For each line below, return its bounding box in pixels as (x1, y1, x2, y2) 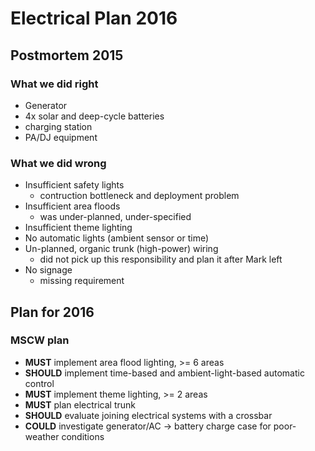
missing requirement (39, 275, 125, 287)
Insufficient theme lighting (24, 222, 133, 234)
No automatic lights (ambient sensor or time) (24, 232, 210, 244)
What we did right (10, 77, 99, 91)
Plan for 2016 (10, 303, 95, 321)
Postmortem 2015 (10, 47, 124, 64)
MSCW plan (10, 333, 70, 347)
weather (24, 430, 60, 442)
